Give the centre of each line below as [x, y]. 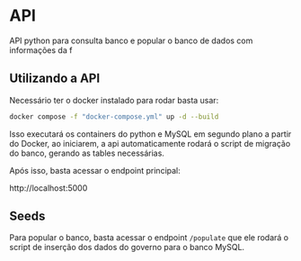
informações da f [41, 49]
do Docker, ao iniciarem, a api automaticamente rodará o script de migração [150, 143]
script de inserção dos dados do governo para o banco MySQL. [127, 247]
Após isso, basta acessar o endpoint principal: [95, 170]
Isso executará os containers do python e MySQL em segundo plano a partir [150, 134]
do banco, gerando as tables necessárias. [87, 153]
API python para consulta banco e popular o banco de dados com [131, 40]
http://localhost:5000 [49, 188]
